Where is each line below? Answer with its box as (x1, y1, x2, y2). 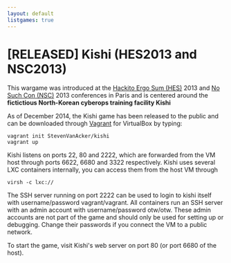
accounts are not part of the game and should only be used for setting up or (7, 213, 224, 221)
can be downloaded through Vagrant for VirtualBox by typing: (7, 119, 183, 128)
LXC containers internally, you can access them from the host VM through (7, 165, 219, 174)
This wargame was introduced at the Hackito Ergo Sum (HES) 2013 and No (7, 84, 220, 92)
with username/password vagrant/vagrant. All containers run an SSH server (7, 199, 223, 207)
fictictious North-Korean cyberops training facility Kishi (7, 98, 172, 107)
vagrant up (7, 139, 39, 146)
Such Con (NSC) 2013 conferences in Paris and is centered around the (7, 91, 209, 100)
